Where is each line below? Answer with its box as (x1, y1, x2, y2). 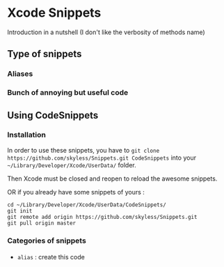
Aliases (7, 69, 33, 79)
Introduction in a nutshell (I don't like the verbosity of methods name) (7, 28, 205, 36)
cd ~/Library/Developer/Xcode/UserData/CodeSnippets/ (7, 201, 167, 208)
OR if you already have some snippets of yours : (7, 188, 145, 196)
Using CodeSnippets (7, 109, 99, 121)
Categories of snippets (7, 236, 87, 245)
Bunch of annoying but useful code (7, 88, 129, 98)
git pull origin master (7, 220, 77, 227)
